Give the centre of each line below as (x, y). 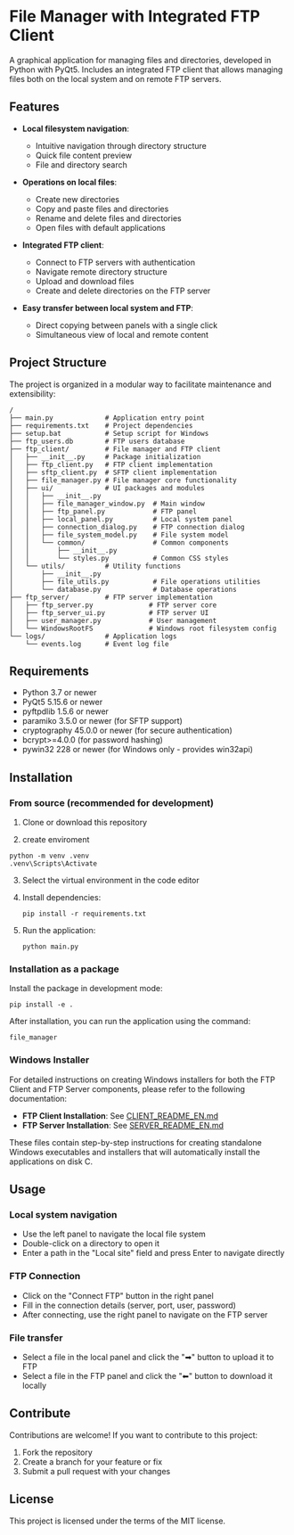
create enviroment (56, 840)
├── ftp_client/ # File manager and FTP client (115, 449)
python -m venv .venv (49, 856)
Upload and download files (85, 281)
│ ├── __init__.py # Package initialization (105, 456)
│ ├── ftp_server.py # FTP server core (113, 605)
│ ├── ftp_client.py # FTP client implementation (111, 464)
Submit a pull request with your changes (96, 1471)
